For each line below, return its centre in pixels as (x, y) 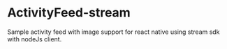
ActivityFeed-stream (69, 13)
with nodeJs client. (35, 39)
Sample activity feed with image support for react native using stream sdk (113, 32)
